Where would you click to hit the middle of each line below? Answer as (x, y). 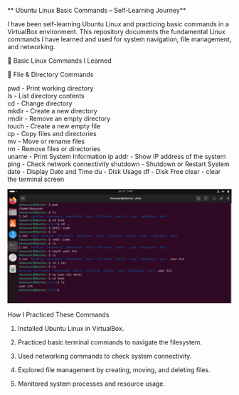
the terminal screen (36, 179)
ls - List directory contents (46, 96)
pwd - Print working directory (51, 88)
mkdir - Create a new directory (52, 111)
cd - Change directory (40, 103)
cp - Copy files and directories (52, 134)
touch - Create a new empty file (54, 126)
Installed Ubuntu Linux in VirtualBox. (71, 328)
